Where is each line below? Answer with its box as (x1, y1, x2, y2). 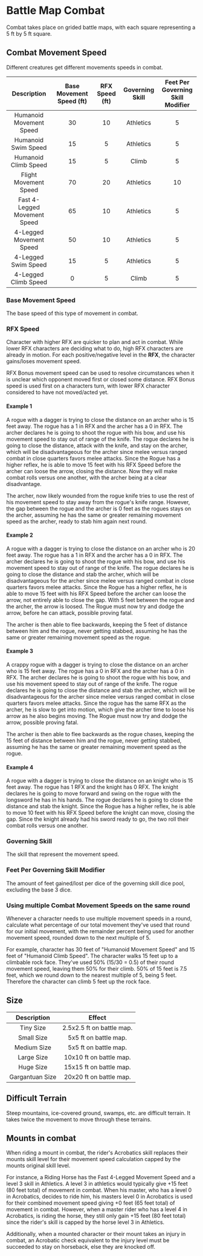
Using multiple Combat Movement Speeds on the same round (6, 901, 190, 910)
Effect (88, 1013, 107, 1021)
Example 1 (6, 403, 32, 410)
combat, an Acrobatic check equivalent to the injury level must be (6, 1237, 170, 1244)
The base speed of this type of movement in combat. (6, 309, 139, 317)
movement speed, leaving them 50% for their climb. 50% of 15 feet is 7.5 (6, 965, 187, 973)
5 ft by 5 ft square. (6, 30, 53, 37)
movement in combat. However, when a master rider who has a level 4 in (6, 1206, 187, 1213)
